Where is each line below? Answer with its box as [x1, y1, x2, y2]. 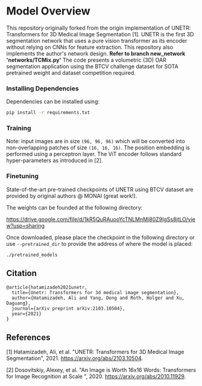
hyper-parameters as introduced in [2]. [6, 157, 103, 164]
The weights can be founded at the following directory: [6, 204, 143, 211]
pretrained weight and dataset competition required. [6, 69, 136, 76]
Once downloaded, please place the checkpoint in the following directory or [6, 234, 195, 241]
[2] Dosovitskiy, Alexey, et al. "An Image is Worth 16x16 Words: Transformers [6, 367, 197, 374]
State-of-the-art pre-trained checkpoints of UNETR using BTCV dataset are [6, 185, 194, 193]
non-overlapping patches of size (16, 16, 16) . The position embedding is [6, 144, 190, 152]
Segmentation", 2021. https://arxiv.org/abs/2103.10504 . [6, 355, 144, 362]
